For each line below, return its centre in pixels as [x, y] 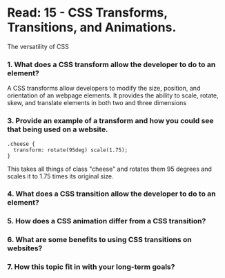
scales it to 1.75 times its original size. [60, 176]
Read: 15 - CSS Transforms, [87, 13]
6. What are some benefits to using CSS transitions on [99, 240]
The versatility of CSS [38, 46]
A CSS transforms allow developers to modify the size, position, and [104, 89]
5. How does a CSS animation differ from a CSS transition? [107, 221]
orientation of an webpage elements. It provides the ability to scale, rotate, [113, 95]
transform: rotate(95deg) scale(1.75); [71, 150]
